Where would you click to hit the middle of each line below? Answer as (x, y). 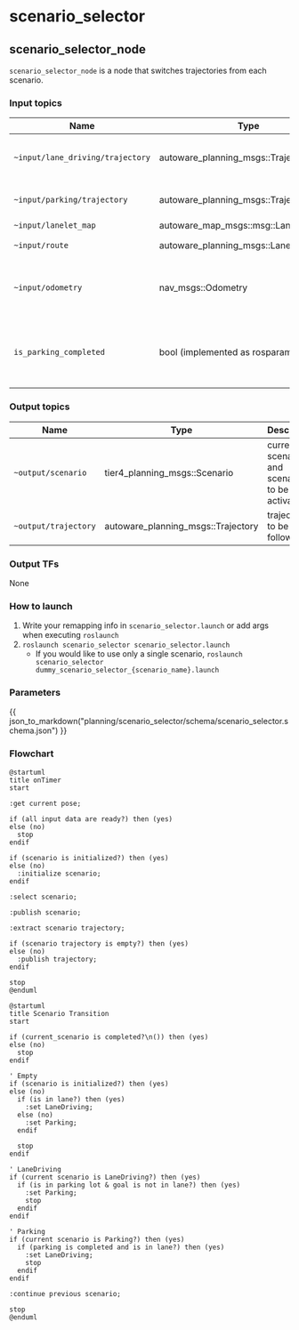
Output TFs (34, 564)
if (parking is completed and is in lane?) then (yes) (121, 1247)
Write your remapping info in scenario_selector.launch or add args (145, 625)
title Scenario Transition (59, 1013)
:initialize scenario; (59, 874)
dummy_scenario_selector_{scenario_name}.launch (127, 670)
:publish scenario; (45, 912)
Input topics (36, 102)
